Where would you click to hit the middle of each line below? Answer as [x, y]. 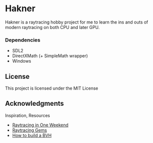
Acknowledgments [35, 104]
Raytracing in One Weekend [40, 125]
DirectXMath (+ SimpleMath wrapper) [50, 56]
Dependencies [23, 40]
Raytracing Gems [30, 130]
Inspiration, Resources [28, 115]
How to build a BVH [32, 135]
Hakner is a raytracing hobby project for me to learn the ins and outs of [76, 22]
